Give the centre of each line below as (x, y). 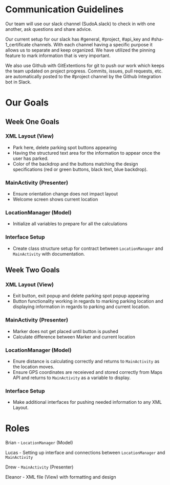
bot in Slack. (18, 82)
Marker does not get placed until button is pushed (66, 331)
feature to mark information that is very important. (58, 56)
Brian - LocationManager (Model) (39, 443)
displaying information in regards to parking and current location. (81, 307)
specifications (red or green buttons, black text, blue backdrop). (80, 169)
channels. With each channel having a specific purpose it (92, 44)
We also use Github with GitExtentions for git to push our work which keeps (85, 65)
